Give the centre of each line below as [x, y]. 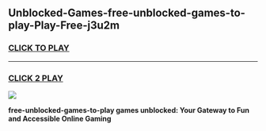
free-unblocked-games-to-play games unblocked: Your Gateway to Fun [129, 110]
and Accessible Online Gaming [60, 118]
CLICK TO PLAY [39, 48]
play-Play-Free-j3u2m [64, 26]
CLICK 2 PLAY [36, 78]
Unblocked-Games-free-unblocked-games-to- [127, 13]
